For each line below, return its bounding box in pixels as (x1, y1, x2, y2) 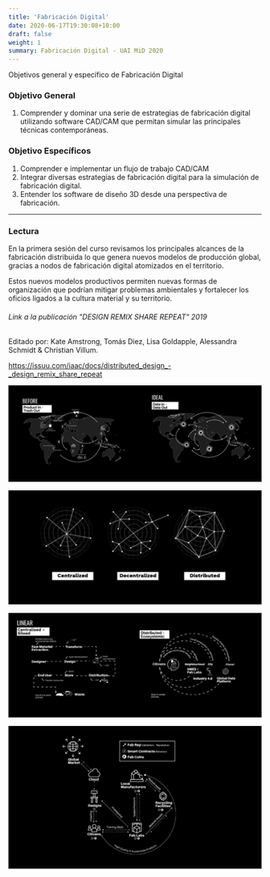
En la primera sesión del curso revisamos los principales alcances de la (8, 244, 244, 253)
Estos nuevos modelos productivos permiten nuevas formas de (8, 277, 218, 286)
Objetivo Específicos (8, 145, 92, 157)
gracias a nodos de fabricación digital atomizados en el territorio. (8, 261, 224, 271)
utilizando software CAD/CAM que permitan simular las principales (19, 117, 241, 126)
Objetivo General (8, 90, 76, 101)
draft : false (8, 30, 52, 38)
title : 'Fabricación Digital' (8, 13, 110, 21)
